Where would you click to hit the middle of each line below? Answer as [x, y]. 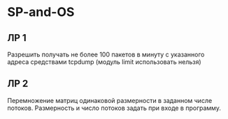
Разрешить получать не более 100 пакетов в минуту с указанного [106, 54]
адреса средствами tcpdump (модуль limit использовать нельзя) [104, 62]
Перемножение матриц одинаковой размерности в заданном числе [110, 100]
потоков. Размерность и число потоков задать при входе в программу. [114, 108]
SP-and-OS [41, 12]
